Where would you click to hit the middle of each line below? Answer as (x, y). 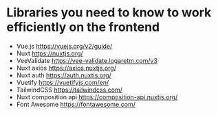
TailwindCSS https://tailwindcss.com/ (69, 90)
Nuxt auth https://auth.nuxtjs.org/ (64, 75)
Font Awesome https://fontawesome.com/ (76, 104)
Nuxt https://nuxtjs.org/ (50, 53)
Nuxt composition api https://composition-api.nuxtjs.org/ (97, 97)
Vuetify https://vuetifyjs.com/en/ (63, 82)
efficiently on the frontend (83, 27)
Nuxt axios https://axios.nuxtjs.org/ (66, 68)
